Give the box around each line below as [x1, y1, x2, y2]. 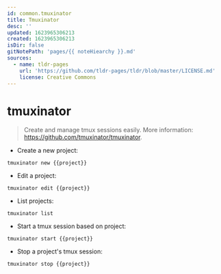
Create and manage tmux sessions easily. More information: [23, 126, 194, 134]
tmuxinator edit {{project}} [7, 185, 90, 192]
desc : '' [7, 23, 32, 29]
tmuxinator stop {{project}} [7, 261, 90, 268]
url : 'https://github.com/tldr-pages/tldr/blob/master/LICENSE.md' [19, 67, 216, 74]
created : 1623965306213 [7, 36, 75, 42]
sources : [7, 55, 32, 62]
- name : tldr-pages [13, 61, 69, 68]
